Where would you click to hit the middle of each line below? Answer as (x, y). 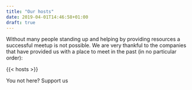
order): (14, 58)
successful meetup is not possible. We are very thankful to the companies (96, 45)
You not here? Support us (37, 81)
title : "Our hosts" (30, 11)
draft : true (21, 22)
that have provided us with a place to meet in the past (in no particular (92, 52)
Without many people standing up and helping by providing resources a (93, 39)
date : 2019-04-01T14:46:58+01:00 (47, 17)
